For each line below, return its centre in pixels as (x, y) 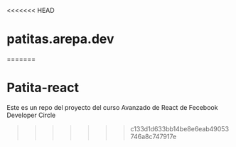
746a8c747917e (154, 136)
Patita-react (43, 88)
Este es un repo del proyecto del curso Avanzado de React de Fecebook (112, 107)
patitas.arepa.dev (60, 39)
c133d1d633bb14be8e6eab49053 (179, 128)
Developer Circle (31, 115)
